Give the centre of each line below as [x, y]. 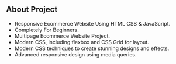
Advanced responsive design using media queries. [75, 54]
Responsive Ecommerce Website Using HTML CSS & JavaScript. [92, 23]
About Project [32, 10]
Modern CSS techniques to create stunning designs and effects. [92, 48]
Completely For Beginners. [46, 30]
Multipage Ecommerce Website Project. [62, 36]
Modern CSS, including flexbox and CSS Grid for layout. [82, 42]
